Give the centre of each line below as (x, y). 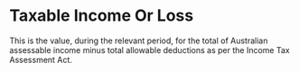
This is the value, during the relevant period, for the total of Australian (139, 40)
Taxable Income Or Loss (102, 16)
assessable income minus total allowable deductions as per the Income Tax (150, 49)
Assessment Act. (41, 59)
